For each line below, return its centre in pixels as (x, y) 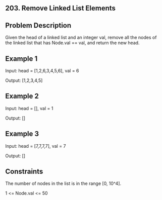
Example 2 (22, 96)
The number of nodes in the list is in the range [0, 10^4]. (63, 183)
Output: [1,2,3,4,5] (24, 80)
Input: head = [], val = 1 (29, 108)
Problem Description (38, 25)
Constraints (24, 172)
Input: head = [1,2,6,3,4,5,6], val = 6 (42, 71)
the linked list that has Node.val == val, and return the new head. (72, 43)
